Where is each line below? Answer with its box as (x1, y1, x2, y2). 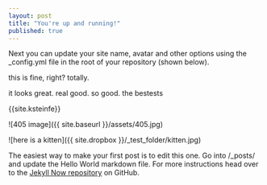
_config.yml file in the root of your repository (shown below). (8, 57, 210, 67)
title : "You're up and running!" (8, 19, 121, 27)
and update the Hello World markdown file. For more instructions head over (8, 159, 259, 169)
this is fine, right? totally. (8, 73, 90, 83)
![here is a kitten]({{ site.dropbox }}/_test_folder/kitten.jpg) (8, 135, 202, 145)
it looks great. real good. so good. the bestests (8, 88, 164, 98)
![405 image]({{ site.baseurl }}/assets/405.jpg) (8, 120, 164, 129)
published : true (8, 27, 63, 35)
